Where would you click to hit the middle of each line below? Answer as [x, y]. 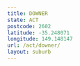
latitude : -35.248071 [39, 33]
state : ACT [23, 20]
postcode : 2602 [29, 26]
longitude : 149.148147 [40, 39]
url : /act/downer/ [34, 45]
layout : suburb [29, 52]
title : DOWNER [28, 13]
